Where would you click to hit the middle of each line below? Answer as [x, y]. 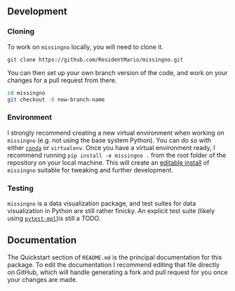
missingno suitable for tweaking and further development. [90, 170]
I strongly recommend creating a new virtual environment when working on [116, 133]
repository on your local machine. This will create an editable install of [108, 162]
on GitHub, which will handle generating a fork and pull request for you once [117, 272]
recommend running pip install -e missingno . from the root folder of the [117, 155]
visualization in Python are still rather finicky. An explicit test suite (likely [111, 211]
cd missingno [26, 93]
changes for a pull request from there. [62, 80]
